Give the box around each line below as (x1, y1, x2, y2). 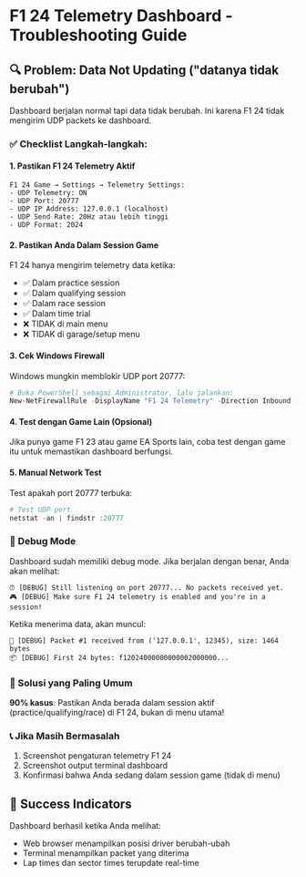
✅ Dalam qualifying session (22, 288, 127, 299)
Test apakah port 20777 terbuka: (9, 487, 133, 498)
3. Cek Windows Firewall (9, 350, 105, 361)
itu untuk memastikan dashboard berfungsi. (9, 446, 173, 457)
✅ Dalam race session (22, 298, 107, 309)
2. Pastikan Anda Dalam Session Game (9, 239, 159, 251)
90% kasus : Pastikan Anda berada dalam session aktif (9, 697, 216, 708)
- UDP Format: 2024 (9, 221, 84, 230)
